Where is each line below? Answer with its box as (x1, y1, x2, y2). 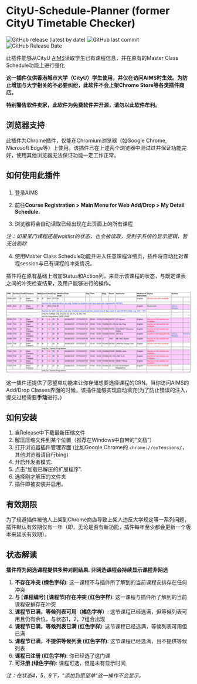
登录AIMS (14, 189, 38, 196)
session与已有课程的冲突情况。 (19, 260, 96, 267)
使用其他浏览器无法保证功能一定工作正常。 (16, 151, 119, 159)
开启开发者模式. (14, 459, 53, 466)
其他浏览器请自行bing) (14, 451, 69, 459)
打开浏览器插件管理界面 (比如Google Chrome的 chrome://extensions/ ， (14, 444, 188, 451)
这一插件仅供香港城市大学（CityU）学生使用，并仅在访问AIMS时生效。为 (6, 74, 183, 81)
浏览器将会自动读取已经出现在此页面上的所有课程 (14, 220, 133, 227)
